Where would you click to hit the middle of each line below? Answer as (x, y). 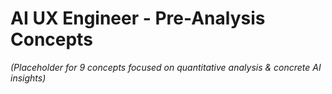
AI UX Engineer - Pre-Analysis (138, 18)
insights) (28, 78)
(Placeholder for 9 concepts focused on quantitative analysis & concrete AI (166, 67)
